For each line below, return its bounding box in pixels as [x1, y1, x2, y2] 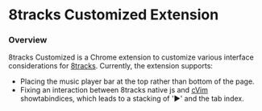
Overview [8, 35, 48, 46]
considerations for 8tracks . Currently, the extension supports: [8, 61, 214, 71]
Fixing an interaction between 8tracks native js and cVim [19, 85, 208, 95]
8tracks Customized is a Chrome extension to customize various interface [8, 52, 254, 62]
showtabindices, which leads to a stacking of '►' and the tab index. [19, 94, 244, 104]
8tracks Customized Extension [8, 6, 219, 24]
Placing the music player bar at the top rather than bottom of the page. [19, 76, 256, 86]
